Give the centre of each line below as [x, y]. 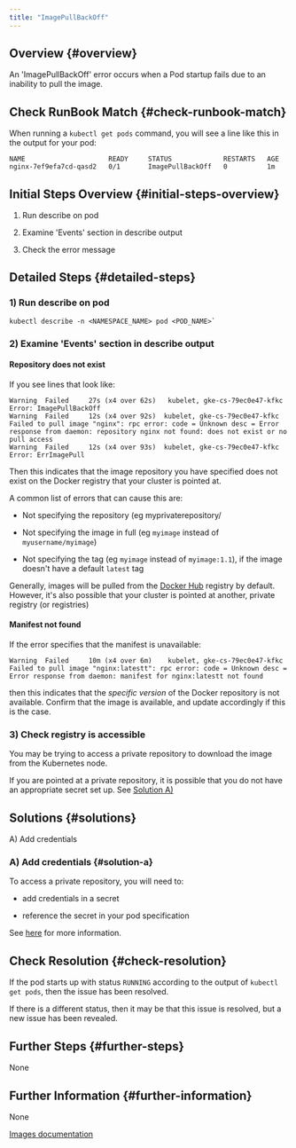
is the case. [30, 712]
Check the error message [69, 250]
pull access [31, 439]
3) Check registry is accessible [78, 735]
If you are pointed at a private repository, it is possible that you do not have [146, 781]
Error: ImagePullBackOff [55, 408]
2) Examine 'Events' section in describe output [112, 343]
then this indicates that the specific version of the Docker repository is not [144, 693]
